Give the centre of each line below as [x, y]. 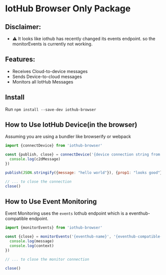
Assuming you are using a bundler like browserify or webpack [68, 137]
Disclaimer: [23, 27]
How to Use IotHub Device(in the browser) [71, 125]
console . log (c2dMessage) [35, 159]
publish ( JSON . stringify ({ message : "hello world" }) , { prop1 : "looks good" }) [85, 173]
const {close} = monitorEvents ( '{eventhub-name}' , [58, 237]
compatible [17, 219]
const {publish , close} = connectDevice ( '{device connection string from [83, 155]
